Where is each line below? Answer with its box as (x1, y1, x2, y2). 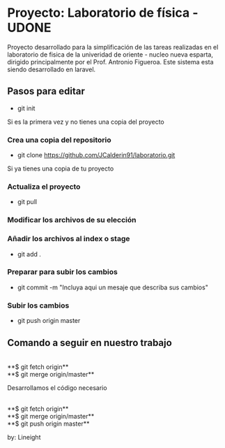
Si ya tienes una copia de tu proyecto (7, 164, 114, 173)
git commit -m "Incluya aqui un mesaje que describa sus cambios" (17, 283, 209, 291)
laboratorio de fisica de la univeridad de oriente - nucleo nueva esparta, (7, 50, 214, 59)
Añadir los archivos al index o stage (7, 234, 130, 244)
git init (17, 103, 36, 113)
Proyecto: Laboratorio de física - (7, 5, 199, 21)
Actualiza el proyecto (7, 182, 81, 192)
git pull (17, 198, 37, 206)
